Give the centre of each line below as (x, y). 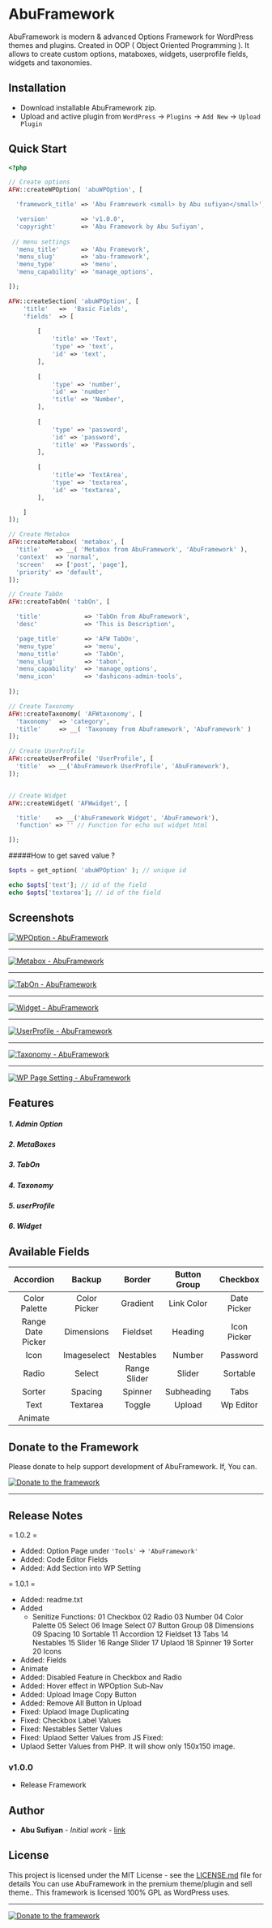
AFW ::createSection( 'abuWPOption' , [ (74, 301)
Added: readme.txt (51, 1599)
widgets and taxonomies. (50, 63)
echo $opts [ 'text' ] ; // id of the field (78, 885)
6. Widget (25, 1226)
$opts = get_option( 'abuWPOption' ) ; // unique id (97, 871)
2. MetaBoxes (32, 1144)
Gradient (138, 1303)
